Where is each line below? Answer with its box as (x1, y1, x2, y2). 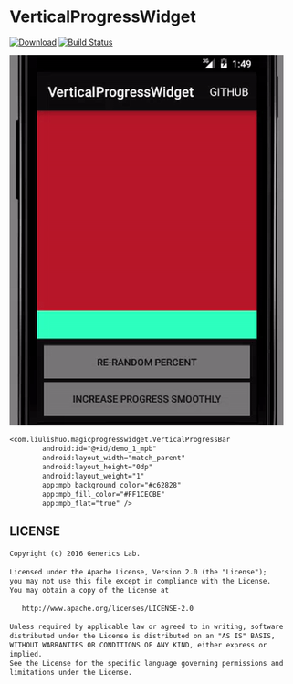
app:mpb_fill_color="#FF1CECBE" (42, 489, 166, 499)
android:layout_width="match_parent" (42, 453, 185, 462)
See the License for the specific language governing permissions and (9, 658, 284, 668)
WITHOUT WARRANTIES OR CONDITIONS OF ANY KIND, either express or (9, 640, 267, 649)
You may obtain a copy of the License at (9, 585, 170, 595)
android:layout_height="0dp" (42, 462, 153, 471)
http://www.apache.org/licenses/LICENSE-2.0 (21, 604, 194, 613)
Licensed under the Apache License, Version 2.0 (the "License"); (9, 567, 267, 576)
